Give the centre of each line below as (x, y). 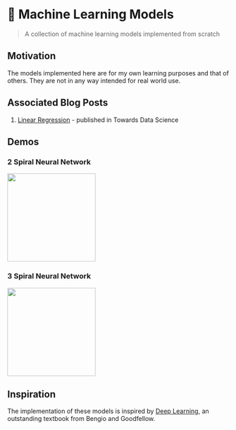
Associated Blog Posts (58, 103)
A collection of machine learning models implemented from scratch (122, 34)
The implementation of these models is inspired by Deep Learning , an (108, 411)
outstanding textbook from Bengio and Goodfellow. (81, 419)
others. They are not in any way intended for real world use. (94, 80)
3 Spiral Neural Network (49, 276)
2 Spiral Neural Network (49, 161)
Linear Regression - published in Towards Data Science (98, 120)
